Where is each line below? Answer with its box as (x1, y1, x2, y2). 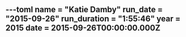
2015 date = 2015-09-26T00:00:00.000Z (5, 23, 161, 33)
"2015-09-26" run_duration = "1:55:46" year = (5, 14, 181, 24)
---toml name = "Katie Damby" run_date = (5, 5, 163, 15)
